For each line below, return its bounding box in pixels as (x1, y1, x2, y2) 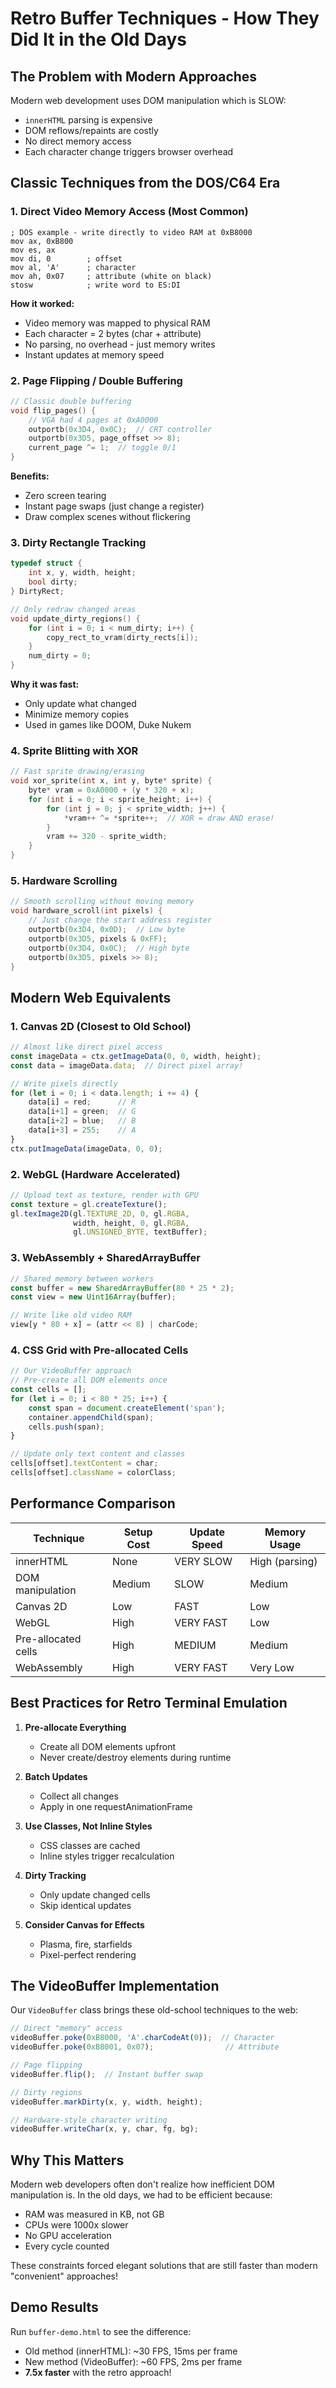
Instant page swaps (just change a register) (24, 500, 205, 512)
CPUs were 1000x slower (24, 2219, 129, 2231)
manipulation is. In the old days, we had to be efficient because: (10, 2189, 273, 2201)
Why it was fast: (10, 678, 80, 691)
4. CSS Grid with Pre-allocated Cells (10, 1343, 189, 1357)
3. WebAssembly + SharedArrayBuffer (10, 1251, 202, 1265)
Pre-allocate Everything (24, 1721, 127, 1733)
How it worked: (10, 297, 75, 309)
